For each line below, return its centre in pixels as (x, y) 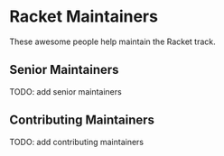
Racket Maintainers (84, 17)
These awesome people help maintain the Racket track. (113, 41)
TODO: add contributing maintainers (77, 142)
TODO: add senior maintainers (65, 91)
